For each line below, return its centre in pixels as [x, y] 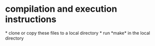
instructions [31, 19]
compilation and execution [61, 9]
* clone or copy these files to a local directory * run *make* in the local [78, 33]
